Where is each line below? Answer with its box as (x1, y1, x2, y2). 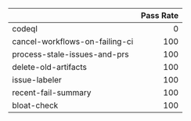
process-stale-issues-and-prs (12, 49, 129, 60)
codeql (12, 24, 38, 34)
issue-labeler (12, 75, 63, 85)
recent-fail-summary (12, 87, 92, 97)
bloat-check (12, 100, 59, 111)
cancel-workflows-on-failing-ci (12, 36, 134, 46)
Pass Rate (140, 10, 178, 20)
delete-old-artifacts (12, 62, 88, 72)
